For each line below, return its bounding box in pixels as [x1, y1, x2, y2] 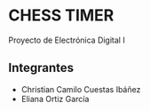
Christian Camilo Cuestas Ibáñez [20, 83, 141, 94]
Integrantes [8, 60, 75, 75]
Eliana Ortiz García [20, 93, 90, 104]
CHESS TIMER [8, 5, 114, 26]
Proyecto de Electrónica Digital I [8, 35, 125, 45]
